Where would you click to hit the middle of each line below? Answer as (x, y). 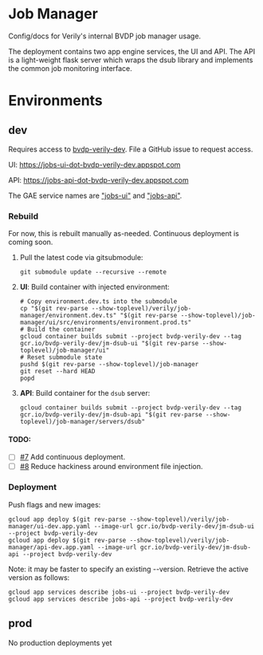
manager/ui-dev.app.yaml (49, 526)
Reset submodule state (65, 357)
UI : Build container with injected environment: (94, 287)
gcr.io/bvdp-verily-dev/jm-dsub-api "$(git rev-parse (111, 415)
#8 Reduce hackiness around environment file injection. (111, 466)
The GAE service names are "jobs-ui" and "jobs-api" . (95, 195)
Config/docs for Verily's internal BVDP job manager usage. (105, 36)
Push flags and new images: (55, 504)
